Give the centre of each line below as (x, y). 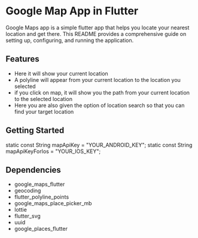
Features (22, 59)
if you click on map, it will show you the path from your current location (102, 92)
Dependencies (33, 170)
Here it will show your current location (61, 74)
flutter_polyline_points (42, 197)
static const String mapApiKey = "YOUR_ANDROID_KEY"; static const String (99, 145)
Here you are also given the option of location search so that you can (99, 105)
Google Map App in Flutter (72, 11)
